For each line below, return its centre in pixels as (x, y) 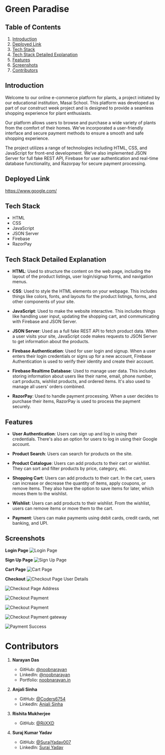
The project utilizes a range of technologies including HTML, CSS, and (76, 148)
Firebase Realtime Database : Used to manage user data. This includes (84, 371)
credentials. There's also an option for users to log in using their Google (85, 439)
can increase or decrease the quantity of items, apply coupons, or (79, 483)
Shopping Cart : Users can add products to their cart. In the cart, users (84, 478)
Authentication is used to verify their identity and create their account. (83, 361)
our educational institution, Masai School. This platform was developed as (80, 103)
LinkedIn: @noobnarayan (45, 674)
